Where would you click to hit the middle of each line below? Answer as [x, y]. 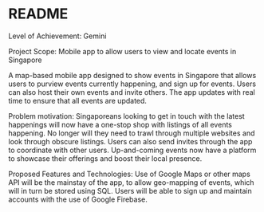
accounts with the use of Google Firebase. [78, 199]
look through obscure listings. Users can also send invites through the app [130, 141]
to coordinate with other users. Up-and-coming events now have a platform [132, 150]
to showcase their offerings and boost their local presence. [105, 158]
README [38, 14]
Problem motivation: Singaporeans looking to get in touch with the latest [126, 116]
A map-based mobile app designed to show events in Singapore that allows [132, 75]
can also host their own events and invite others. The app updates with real [132, 92]
